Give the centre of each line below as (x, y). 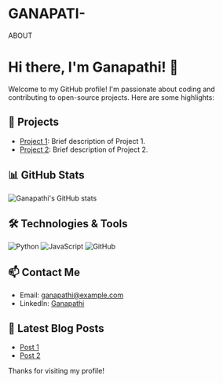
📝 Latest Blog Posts (56, 328)
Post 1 (29, 347)
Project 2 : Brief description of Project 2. (84, 149)
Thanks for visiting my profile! (56, 370)
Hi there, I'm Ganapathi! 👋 (93, 67)
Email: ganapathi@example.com (71, 295)
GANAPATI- (47, 14)
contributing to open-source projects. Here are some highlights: (111, 97)
